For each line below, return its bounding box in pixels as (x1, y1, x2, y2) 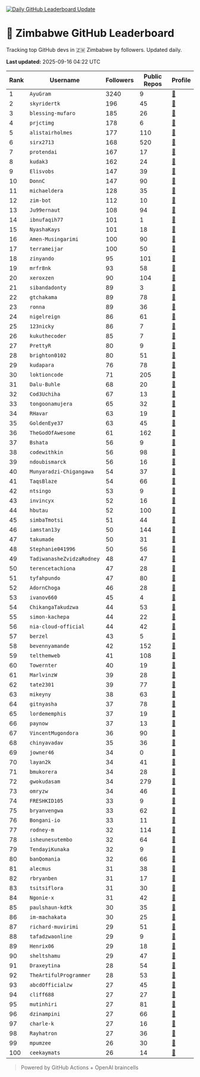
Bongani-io (29, 817, 61, 824)
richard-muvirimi (29, 923, 79, 930)
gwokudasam (29, 778, 61, 785)
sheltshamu (29, 952, 61, 959)
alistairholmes (29, 129, 73, 136)
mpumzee (29, 1039, 52, 1046)
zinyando (29, 255, 55, 262)
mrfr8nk (29, 265, 52, 271)
